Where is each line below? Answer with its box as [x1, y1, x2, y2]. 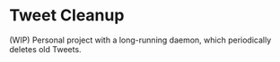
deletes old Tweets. [9, 43, 83, 54]
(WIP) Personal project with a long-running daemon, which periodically [9, 35, 272, 45]
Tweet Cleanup [9, 5, 125, 26]
